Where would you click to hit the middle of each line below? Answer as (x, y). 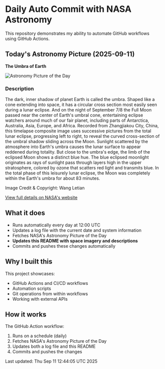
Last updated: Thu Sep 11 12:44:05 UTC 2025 (51, 361)
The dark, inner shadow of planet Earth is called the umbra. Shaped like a (80, 100)
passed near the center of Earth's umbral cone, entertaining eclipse (74, 115)
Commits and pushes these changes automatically (64, 246)
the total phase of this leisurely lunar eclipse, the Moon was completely (78, 173)
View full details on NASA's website (41, 198)
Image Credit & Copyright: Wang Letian (45, 188)
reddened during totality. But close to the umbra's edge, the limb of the (78, 152)
